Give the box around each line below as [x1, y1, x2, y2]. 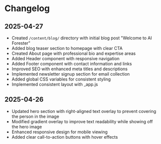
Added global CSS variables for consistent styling [11, 76, 111, 82]
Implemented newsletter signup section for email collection [11, 71, 130, 77]
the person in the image [11, 113, 59, 119]
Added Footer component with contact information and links [11, 61, 132, 66]
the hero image [11, 124, 42, 129]
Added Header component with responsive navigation [11, 56, 120, 61]
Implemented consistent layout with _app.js [11, 81, 98, 87]
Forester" [11, 40, 31, 46]
